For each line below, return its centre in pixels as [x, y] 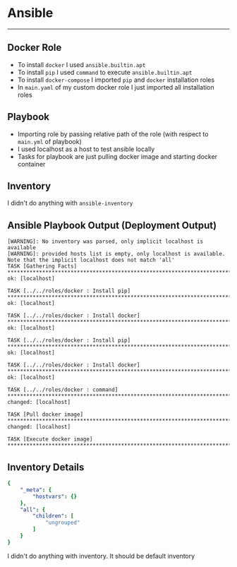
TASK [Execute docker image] [50, 439]
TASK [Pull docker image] [45, 414]
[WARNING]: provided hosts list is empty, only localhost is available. [116, 254]
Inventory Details [46, 467]
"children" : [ [53, 516]
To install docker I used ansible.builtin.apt [81, 64]
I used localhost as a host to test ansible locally [86, 149]
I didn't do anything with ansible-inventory [70, 203]
